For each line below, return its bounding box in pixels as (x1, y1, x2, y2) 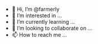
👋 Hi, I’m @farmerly (11, 6, 60, 12)
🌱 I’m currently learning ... (11, 18, 75, 25)
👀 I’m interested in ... (11, 12, 62, 19)
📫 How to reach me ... (11, 32, 67, 38)
